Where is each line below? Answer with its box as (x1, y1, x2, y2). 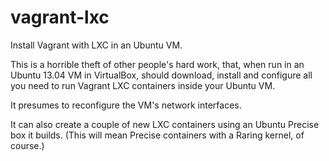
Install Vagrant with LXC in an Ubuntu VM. (10, 39, 183, 51)
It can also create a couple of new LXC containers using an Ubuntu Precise (10, 118, 320, 130)
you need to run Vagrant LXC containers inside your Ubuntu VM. (10, 79, 276, 91)
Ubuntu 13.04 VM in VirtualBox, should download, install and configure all (10, 69, 313, 81)
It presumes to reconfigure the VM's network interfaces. (10, 99, 242, 111)
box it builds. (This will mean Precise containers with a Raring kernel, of (10, 129, 305, 141)
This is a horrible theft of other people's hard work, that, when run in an (10, 58, 305, 70)
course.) (10, 139, 45, 151)
